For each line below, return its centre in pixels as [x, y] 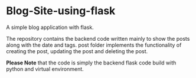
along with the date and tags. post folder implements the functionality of [94, 45]
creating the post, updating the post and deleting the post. [77, 51]
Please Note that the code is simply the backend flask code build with [91, 63]
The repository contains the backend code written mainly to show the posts [98, 38]
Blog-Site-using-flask [61, 11]
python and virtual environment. [45, 69]
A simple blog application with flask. [50, 27]
